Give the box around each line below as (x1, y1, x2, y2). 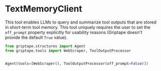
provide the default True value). (5, 35, 68, 40)
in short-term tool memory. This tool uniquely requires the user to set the (5, 24, 151, 30)
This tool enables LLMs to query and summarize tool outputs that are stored (5, 19, 157, 25)
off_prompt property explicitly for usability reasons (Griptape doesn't (5, 29, 143, 35)
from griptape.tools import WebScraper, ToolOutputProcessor (5, 48, 131, 53)
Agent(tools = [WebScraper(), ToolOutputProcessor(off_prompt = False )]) (5, 61, 149, 66)
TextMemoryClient (5, 3, 82, 14)
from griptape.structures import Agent (5, 44, 86, 48)
